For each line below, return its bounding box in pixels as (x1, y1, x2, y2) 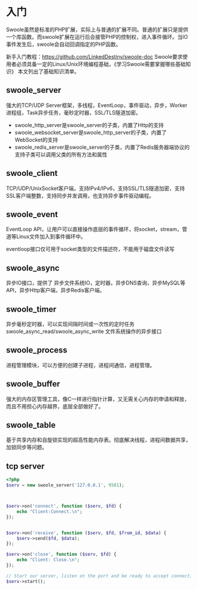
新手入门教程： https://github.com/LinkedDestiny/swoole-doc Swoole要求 (6, 53, 183, 60)
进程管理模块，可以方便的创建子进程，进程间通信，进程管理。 (6, 361, 155, 368)
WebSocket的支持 (14, 136, 59, 143)
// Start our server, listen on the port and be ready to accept (6, 573, 169, 579)
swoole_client (6, 168, 58, 178)
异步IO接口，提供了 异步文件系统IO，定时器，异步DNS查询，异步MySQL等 (6, 279, 186, 286)
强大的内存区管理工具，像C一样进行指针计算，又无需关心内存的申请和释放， (6, 395, 190, 402)
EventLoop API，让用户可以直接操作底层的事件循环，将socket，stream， (6, 226, 182, 233)
